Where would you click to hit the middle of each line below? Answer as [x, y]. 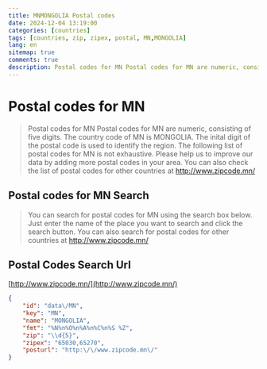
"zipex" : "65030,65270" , [64, 343]
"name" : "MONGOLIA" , [56, 321]
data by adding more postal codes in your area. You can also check [138, 162]
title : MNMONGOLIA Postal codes [62, 15]
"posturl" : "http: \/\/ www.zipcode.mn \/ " [90, 350]
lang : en [23, 45]
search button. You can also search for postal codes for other [128, 232]
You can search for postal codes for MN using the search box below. [140, 214]
